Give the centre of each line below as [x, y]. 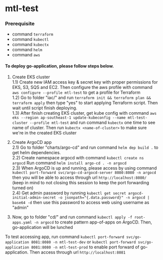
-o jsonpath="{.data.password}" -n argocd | [104, 197]
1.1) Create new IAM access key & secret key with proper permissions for [85, 82]
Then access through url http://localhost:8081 [77, 252]
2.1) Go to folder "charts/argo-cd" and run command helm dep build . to [85, 147]
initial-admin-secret [34, 197]
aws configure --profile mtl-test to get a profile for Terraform [76, 92]
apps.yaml [22, 222]
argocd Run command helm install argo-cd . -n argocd [69, 163]
